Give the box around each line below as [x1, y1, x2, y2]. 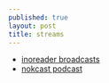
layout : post [8, 21, 57, 30]
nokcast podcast [20, 63, 83, 74]
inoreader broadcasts [20, 54, 100, 65]
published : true [8, 12, 68, 22]
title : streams [8, 29, 65, 38]
